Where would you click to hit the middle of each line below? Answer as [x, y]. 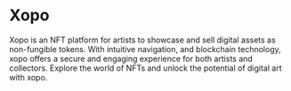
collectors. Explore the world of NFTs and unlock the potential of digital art [145, 68]
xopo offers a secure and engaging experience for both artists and [131, 58]
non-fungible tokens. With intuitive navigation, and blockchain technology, [145, 49]
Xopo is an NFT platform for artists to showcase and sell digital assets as [142, 40]
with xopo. [28, 77]
